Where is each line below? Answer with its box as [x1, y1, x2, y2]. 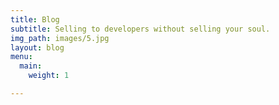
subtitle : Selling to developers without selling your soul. [10, 24, 271, 34]
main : [19, 61, 43, 71]
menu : [10, 52, 33, 62]
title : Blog [10, 14, 60, 25]
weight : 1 [28, 71, 70, 81]
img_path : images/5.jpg [10, 33, 110, 43]
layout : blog [10, 42, 65, 53]
